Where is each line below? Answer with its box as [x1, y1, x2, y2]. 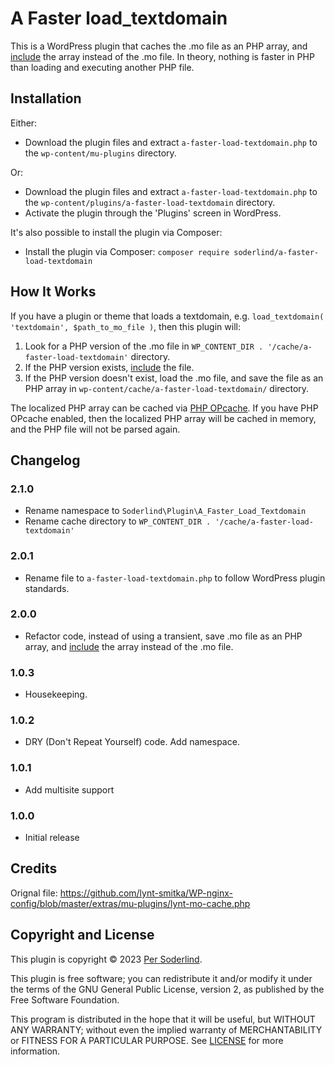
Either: [10, 117, 38, 129]
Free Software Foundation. [10, 993, 120, 1006]
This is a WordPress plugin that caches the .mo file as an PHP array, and [10, 40, 308, 52]
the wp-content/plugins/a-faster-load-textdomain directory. [24, 196, 276, 208]
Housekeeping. [24, 688, 88, 701]
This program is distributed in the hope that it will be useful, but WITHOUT [10, 1013, 316, 1025]
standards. [24, 582, 70, 594]
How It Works [10, 283, 97, 301]
